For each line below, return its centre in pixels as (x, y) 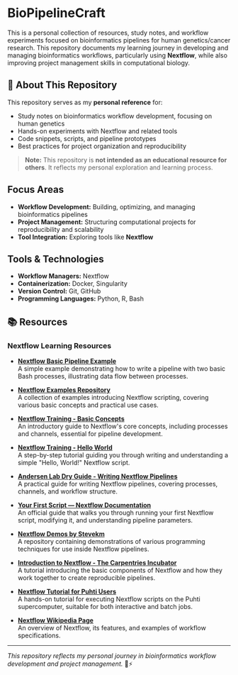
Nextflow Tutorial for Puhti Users (67, 592)
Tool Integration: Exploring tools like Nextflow (85, 237)
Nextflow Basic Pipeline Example (67, 361)
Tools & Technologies (56, 259)
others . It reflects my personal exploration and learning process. (119, 167)
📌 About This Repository (62, 85)
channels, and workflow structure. (68, 491)
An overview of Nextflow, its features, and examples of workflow (112, 628)
